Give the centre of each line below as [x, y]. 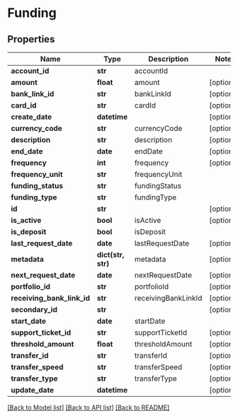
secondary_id [34, 309]
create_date [31, 117]
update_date [33, 390]
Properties [31, 39]
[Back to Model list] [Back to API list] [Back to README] [89, 407]
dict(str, [110, 255]
